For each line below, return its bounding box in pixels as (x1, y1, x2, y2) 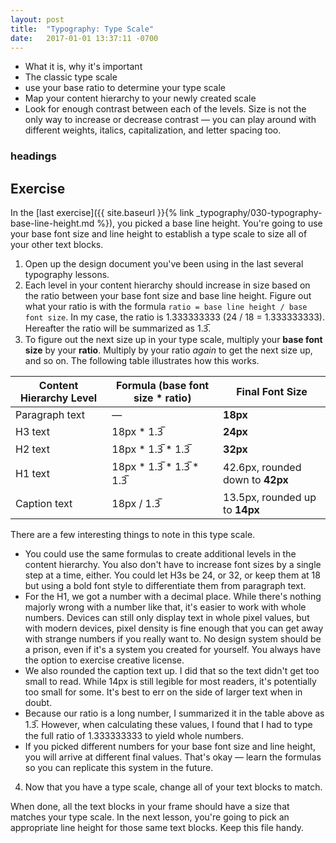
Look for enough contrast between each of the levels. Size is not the (24, 103, 307, 115)
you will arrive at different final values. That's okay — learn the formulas (24, 751, 322, 763)
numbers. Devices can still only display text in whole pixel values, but (24, 612, 310, 624)
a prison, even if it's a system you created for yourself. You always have (24, 644, 322, 656)
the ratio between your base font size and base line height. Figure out (24, 290, 312, 302)
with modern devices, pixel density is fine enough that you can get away (24, 622, 324, 635)
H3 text (15, 425, 50, 439)
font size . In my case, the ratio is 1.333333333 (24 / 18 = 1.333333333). (24, 311, 325, 323)
